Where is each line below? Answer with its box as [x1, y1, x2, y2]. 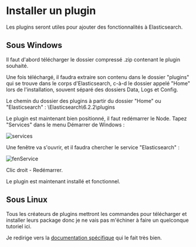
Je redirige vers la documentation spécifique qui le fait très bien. [6, 234, 163, 241]
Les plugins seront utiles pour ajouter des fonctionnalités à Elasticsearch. [6, 23, 183, 30]
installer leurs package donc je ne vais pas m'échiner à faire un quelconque [6, 217, 189, 224]
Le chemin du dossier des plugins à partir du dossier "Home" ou [6, 97, 161, 104]
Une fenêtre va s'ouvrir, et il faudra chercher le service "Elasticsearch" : [6, 143, 180, 150]
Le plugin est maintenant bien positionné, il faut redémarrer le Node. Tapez [6, 115, 187, 122]
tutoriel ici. [6, 222, 32, 229]
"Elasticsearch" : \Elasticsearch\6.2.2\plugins [6, 104, 116, 111]
